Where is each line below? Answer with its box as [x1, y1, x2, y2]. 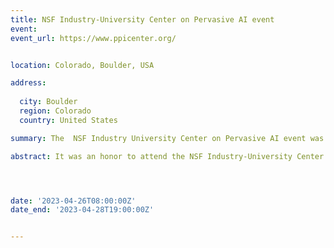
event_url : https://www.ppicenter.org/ [10, 33, 177, 43]
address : [10, 78, 47, 88]
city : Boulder [19, 97, 78, 107]
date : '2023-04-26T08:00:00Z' [10, 196, 137, 206]
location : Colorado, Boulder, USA [10, 60, 155, 70]
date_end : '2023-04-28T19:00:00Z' [10, 205, 155, 215]
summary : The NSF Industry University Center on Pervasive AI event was [10, 133, 325, 143]
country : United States [19, 115, 118, 125]
